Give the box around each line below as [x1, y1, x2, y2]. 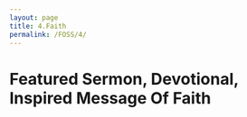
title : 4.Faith [9, 22, 67, 31]
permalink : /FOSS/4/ [9, 30, 88, 39]
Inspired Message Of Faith [9, 87, 212, 108]
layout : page [9, 13, 59, 22]
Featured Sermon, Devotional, [9, 68, 239, 89]
